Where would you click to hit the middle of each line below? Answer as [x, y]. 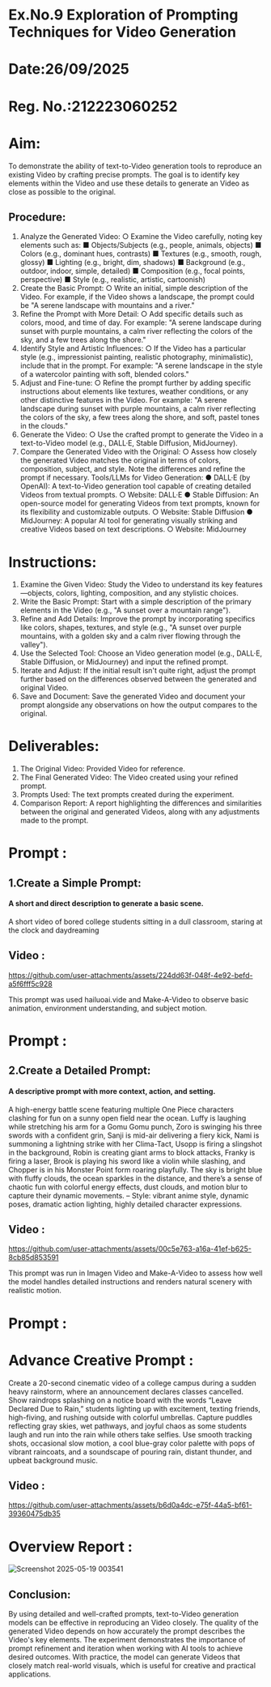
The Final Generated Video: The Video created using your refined [129, 777]
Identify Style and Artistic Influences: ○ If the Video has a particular [133, 348]
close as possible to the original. [62, 191]
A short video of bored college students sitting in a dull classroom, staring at [135, 921]
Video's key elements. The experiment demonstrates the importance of [127, 1640]
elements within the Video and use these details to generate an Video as [129, 183]
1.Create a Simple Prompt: [75, 883]
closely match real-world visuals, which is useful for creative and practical [132, 1666]
